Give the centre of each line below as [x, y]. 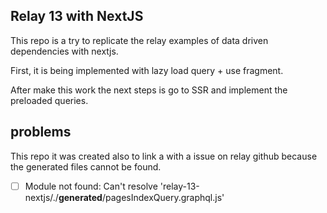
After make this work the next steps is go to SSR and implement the [149, 90]
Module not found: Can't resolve [91, 186]
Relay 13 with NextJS [77, 16]
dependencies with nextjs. [64, 51]
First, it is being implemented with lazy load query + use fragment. [147, 70]
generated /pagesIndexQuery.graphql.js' [141, 197]
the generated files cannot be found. [86, 166]
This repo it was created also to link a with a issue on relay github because [164, 156]
